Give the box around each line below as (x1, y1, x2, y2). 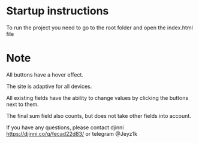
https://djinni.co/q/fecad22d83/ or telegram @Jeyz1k (6, 130, 138, 137)
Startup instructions (6, 4, 109, 18)
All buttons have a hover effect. (6, 71, 84, 78)
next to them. (6, 101, 39, 108)
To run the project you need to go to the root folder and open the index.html (6, 24, 193, 31)
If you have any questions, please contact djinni (6, 124, 124, 131)
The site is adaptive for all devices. (6, 83, 92, 90)
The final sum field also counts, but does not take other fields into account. (6, 112, 192, 119)
